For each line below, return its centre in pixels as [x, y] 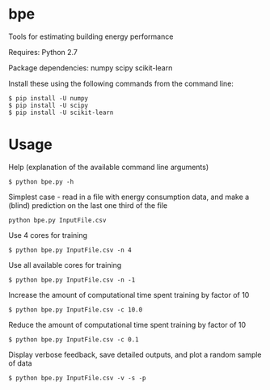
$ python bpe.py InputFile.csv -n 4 [70, 250]
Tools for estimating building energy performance [91, 36]
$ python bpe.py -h [41, 182]
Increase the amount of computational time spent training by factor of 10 [129, 295]
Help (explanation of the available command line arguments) [109, 167]
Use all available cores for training [65, 265]
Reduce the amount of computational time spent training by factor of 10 [127, 324]
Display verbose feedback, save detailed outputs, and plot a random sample [135, 354]
